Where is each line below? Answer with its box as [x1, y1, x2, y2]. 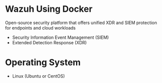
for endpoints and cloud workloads [5, 25, 76, 30]
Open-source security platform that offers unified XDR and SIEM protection [5, 20, 157, 26]
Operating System [5, 57, 81, 68]
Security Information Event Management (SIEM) [12, 34, 109, 40]
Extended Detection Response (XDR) [12, 39, 87, 45]
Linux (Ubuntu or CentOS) [12, 73, 65, 79]
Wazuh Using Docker [5, 3, 93, 15]
